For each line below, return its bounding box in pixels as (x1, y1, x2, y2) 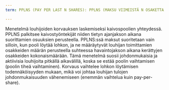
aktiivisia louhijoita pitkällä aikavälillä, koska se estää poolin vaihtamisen (5, 58, 155, 64)
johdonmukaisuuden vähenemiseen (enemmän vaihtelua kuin (5, 74, 133, 80)
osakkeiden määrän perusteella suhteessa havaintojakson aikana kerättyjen (5, 47, 163, 53)
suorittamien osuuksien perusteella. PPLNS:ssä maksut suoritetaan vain (5, 36, 155, 42)
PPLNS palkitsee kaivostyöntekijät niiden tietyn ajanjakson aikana (5, 31, 142, 37)
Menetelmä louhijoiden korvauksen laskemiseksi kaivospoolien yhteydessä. (5, 26, 162, 32)
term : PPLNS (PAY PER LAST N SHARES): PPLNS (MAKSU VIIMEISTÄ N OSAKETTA (5, 7, 164, 13)
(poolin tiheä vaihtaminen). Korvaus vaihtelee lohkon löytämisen (5, 63, 139, 69)
